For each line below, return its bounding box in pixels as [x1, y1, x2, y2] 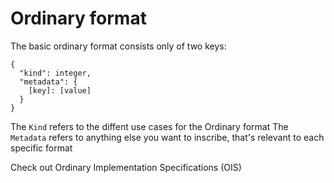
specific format [10, 142, 73, 154]
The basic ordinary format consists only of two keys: [10, 40, 227, 52]
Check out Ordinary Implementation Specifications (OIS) [10, 161, 242, 173]
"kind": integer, [19, 68, 92, 78]
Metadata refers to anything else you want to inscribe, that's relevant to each [10, 131, 325, 143]
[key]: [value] [28, 85, 92, 96]
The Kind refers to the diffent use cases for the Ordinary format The [10, 120, 289, 132]
